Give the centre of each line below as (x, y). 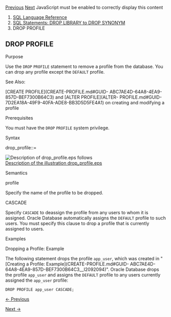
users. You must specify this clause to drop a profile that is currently (77, 223)
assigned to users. (25, 229)
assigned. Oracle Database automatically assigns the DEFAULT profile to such (86, 218)
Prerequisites (19, 118)
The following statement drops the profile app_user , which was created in (82, 258)
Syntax (13, 138)
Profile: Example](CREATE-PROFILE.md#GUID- (79, 264)
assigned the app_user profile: (37, 280)
